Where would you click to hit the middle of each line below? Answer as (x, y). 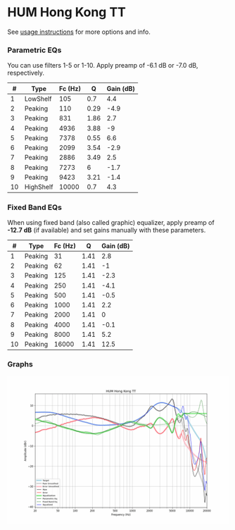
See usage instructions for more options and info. (79, 32)
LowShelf (38, 99)
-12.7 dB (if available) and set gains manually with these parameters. (107, 230)
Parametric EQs (34, 50)
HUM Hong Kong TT (67, 12)
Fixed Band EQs (34, 207)
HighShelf (39, 187)
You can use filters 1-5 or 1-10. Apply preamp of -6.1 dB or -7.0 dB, (103, 66)
